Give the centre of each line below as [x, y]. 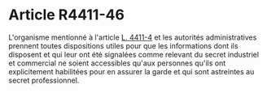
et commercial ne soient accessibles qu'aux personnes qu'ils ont [117, 63]
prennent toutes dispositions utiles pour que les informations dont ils [123, 45]
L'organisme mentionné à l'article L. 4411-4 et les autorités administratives [133, 37]
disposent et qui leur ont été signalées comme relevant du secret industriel [133, 54]
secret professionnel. [44, 80]
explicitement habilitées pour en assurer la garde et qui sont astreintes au [131, 71]
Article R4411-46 [66, 15]
